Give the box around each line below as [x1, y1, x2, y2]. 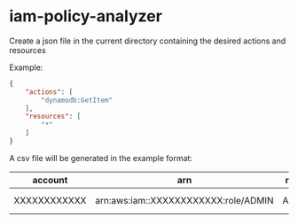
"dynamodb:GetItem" [41, 96, 114, 104]
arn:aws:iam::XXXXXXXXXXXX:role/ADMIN [94, 194, 274, 206]
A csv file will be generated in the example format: [9, 152, 193, 163]
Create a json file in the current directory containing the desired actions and [9, 35, 286, 46]
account [32, 174, 68, 186]
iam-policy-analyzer [9, 6, 162, 27]
